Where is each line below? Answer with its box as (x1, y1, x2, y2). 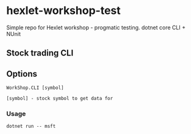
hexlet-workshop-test (6, 4, 121, 18)
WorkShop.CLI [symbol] (6, 85, 64, 91)
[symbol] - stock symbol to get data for (6, 96, 114, 102)
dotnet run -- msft (6, 123, 56, 130)
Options (6, 68, 38, 79)
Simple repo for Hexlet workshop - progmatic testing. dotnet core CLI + (6, 24, 186, 31)
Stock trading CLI (6, 48, 74, 58)
